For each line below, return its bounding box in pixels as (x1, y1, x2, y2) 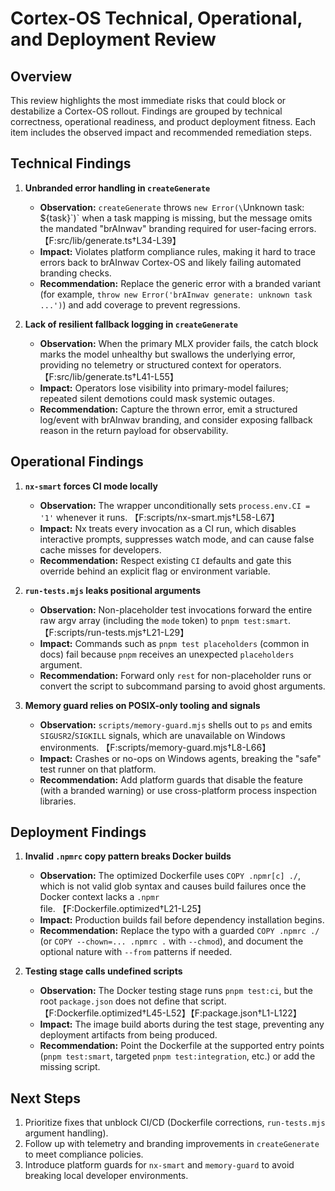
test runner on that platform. (39, 763, 157, 775)
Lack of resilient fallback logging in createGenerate (24, 318, 238, 330)
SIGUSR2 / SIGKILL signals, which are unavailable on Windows (39, 729, 286, 741)
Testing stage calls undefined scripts (24, 965, 183, 977)
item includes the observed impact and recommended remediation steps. (10, 127, 313, 138)
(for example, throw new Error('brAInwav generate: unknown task (39, 288, 313, 300)
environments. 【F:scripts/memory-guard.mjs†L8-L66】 (39, 741, 272, 753)
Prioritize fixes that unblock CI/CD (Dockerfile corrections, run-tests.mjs (24, 1117, 326, 1129)
